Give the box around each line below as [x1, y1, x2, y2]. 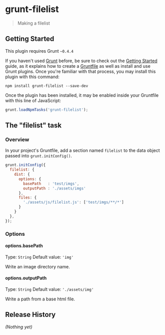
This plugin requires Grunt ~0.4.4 [5, 48, 74, 54]
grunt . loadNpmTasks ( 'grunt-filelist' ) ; [5, 107, 88, 112]
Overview [5, 136, 29, 143]
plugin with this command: [5, 74, 60, 80]
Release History [5, 310, 56, 319]
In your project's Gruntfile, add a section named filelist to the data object [5, 147, 160, 153]
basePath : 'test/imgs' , [23, 181, 79, 186]
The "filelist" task [5, 121, 61, 130]
